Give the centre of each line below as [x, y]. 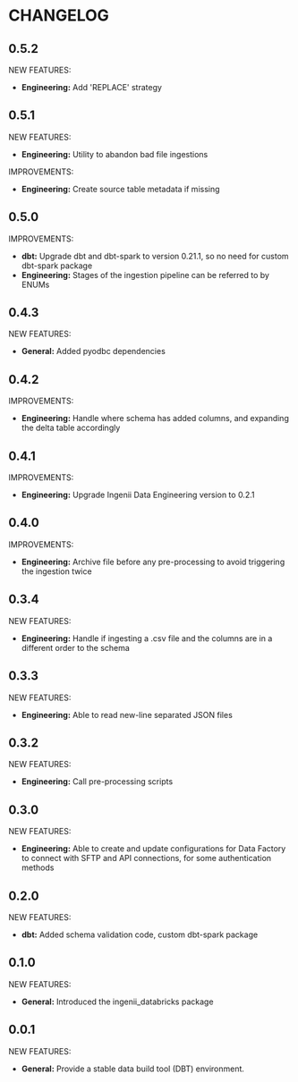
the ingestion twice [56, 571]
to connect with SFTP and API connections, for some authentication [146, 858]
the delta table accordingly [71, 428]
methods [38, 867]
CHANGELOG [59, 16]
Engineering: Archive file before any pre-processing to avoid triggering [153, 562]
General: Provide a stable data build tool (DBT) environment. [133, 1069]
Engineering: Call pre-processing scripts [97, 782]
